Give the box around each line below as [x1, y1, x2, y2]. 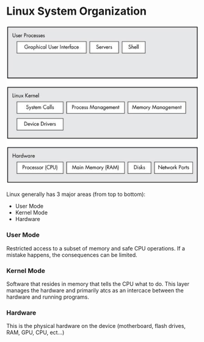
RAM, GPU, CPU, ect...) [6, 329, 65, 337]
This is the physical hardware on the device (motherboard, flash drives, [6, 322, 186, 330]
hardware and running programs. [6, 293, 90, 300]
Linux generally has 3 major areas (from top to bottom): [6, 191, 145, 198]
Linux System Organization [6, 4, 147, 18]
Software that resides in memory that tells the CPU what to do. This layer [6, 280, 189, 288]
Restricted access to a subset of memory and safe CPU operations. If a [6, 244, 185, 252]
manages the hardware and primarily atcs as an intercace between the [6, 286, 184, 294]
